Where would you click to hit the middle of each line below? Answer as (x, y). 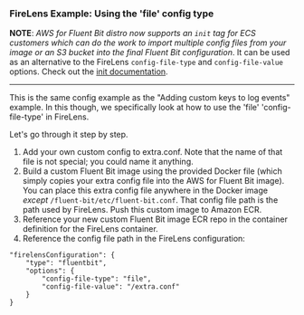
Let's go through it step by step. (69, 135)
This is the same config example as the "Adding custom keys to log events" (150, 98)
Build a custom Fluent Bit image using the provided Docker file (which (152, 171)
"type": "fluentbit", (66, 263)
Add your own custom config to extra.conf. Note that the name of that (152, 152)
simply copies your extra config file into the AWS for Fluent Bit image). (153, 181)
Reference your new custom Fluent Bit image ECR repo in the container (155, 219)
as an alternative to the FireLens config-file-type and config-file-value (146, 62)
